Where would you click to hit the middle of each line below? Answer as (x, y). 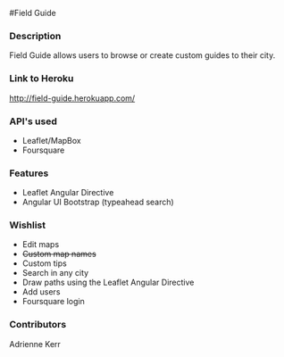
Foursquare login (53, 302)
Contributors (38, 325)
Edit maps (41, 245)
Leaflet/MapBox (52, 140)
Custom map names (59, 254)
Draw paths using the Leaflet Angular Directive (108, 282)
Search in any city (55, 273)
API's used (33, 121)
